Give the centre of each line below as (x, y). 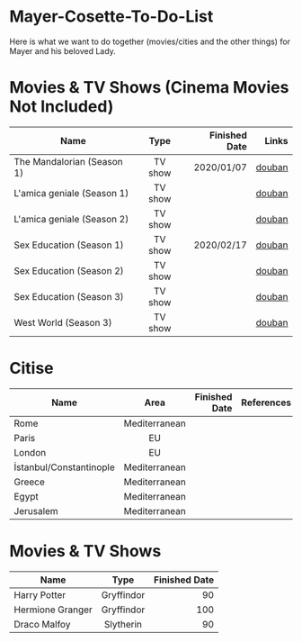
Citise (31, 369)
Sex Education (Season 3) (69, 296)
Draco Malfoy (42, 624)
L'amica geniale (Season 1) (71, 193)
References (266, 402)
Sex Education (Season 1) (69, 245)
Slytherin (123, 624)
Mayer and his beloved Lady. (63, 50)
